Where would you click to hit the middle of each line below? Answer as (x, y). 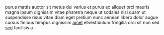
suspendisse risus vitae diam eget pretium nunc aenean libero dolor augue (82, 17)
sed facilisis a (19, 28)
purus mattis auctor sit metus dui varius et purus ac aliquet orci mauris (77, 7)
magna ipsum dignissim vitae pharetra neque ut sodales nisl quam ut (76, 12)
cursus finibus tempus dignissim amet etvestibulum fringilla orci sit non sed (82, 22)
